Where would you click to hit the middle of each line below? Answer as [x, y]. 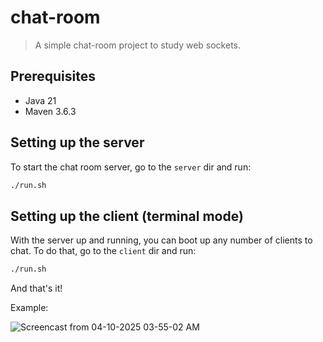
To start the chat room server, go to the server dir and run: [131, 167]
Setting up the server [77, 142]
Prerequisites [53, 76]
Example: [29, 308]
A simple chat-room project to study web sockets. [138, 45]
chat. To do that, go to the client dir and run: [103, 251]
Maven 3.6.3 [50, 111]
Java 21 [40, 100]
